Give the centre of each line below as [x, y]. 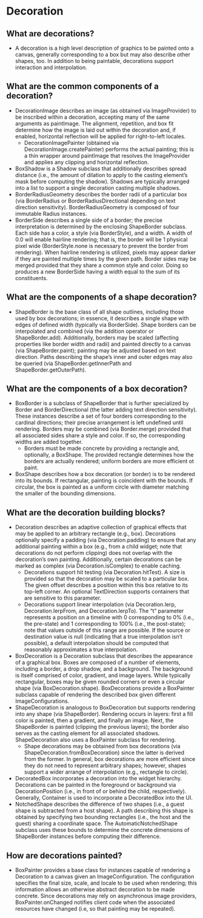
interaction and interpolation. [51, 67]
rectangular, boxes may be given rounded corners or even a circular [100, 682]
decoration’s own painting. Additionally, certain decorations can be [98, 560]
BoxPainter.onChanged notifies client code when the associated [95, 902]
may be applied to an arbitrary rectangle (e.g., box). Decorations [95, 534]
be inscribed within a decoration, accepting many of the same [92, 117]
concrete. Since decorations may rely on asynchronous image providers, [106, 896]
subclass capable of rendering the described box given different [95, 695]
